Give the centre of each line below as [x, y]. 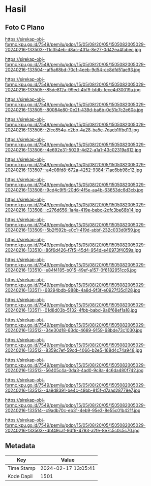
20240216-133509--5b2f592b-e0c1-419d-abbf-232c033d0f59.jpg [73, 230]
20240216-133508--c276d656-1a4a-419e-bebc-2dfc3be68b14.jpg [73, 210]
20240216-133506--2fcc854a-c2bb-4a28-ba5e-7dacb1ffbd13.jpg [72, 130]
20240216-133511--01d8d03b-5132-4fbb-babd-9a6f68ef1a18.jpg [71, 310]
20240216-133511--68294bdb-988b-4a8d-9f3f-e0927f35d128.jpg [73, 290]
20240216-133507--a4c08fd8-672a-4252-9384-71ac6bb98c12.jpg [74, 170]
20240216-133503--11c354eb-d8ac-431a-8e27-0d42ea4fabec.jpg [73, 50]
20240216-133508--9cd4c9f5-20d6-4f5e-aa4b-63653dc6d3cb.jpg [74, 190]
